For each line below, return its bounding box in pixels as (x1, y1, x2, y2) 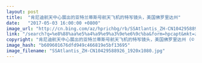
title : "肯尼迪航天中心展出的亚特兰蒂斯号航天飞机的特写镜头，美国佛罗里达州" (6, 14, 182, 20)
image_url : (6, 25, 34, 32)
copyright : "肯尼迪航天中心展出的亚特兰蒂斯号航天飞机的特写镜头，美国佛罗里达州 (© (6, 37, 194, 43)
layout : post (6, 8, 39, 15)
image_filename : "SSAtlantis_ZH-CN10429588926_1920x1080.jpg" (6, 48, 165, 54)
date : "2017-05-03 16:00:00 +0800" (6, 20, 101, 26)
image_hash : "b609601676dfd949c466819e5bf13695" (6, 43, 130, 49)
